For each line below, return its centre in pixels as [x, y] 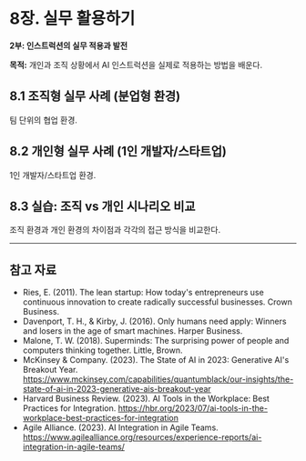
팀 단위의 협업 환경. [43, 120]
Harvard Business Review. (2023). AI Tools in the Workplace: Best [146, 399]
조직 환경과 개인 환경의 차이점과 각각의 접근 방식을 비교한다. [115, 230]
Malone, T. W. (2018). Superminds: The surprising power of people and [156, 341]
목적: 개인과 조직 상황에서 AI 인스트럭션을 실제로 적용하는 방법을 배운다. [136, 65]
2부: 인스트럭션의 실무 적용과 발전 [69, 45]
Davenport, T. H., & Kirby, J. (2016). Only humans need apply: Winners [154, 321]
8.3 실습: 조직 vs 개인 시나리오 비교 [102, 206]
